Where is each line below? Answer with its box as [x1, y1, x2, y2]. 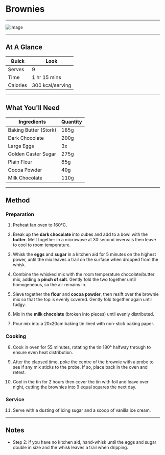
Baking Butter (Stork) [8, 126, 57, 133]
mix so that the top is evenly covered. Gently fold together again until [12, 297, 152, 303]
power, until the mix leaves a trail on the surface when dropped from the [12, 256, 159, 263]
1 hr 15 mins [31, 74, 62, 80]
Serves [8, 66, 24, 73]
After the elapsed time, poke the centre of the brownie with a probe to [12, 359, 154, 365]
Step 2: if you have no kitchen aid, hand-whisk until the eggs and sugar [12, 439, 157, 445]
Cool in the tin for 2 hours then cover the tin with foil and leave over [12, 379, 149, 384]
